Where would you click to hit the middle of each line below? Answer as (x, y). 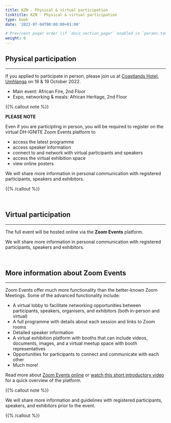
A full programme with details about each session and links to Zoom (84, 322)
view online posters (33, 163)
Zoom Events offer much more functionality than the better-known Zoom (81, 290)
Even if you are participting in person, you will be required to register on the (84, 126)
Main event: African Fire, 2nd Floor (49, 91)
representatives (29, 349)
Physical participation (41, 59)
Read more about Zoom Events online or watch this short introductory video (85, 375)
